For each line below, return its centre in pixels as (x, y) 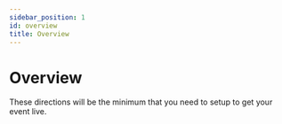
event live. (28, 112)
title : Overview (39, 34)
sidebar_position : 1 (48, 17)
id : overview (33, 26)
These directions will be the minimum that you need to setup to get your (141, 102)
